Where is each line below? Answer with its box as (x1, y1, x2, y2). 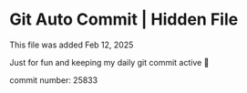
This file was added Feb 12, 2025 (9, 39, 134, 50)
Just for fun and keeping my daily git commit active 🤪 (9, 57, 210, 67)
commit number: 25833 (9, 74, 98, 86)
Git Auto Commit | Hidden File (9, 9, 239, 30)
